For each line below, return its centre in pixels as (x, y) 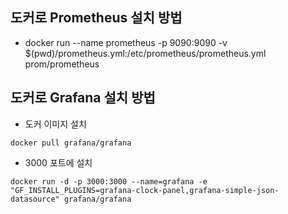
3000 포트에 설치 (58, 162)
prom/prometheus (62, 64)
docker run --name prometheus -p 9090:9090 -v (126, 42)
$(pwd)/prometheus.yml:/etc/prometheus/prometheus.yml (145, 53)
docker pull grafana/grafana (71, 143)
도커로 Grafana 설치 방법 (83, 98)
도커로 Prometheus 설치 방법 (96, 18)
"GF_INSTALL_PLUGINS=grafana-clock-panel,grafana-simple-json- (145, 190)
